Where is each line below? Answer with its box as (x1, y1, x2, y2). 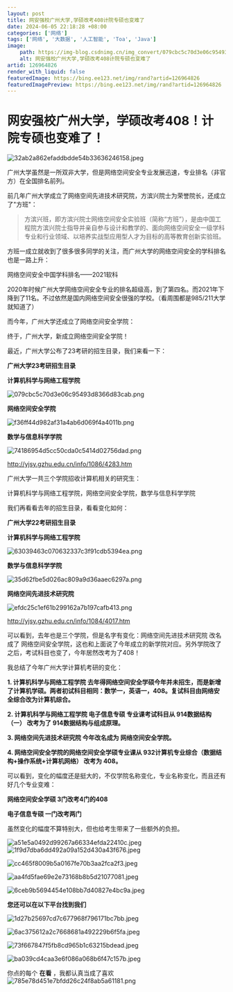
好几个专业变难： (7, 780, 56, 789)
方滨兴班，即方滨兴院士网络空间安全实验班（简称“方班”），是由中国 (24, 215, 216, 223)
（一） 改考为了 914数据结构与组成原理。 (7, 719, 125, 727)
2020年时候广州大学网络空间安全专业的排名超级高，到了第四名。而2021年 (7, 285, 218, 293)
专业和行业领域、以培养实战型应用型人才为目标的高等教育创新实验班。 (24, 232, 225, 241)
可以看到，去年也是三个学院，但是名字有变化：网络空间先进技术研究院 (7, 631, 208, 640)
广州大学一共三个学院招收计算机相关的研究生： (7, 474, 141, 483)
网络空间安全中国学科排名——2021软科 (7, 271, 119, 279)
